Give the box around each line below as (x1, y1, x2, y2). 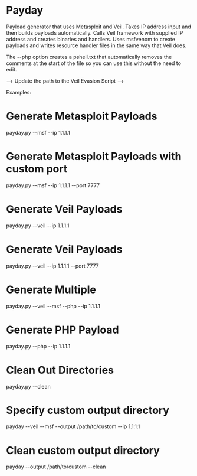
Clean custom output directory (6, 444, 160, 457)
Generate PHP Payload (6, 323, 119, 337)
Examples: (6, 89, 31, 96)
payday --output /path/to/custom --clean (6, 463, 106, 470)
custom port (6, 162, 68, 176)
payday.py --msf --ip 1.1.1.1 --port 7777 (6, 181, 100, 189)
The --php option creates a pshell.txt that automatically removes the (6, 53, 172, 60)
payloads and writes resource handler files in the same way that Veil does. (6, 42, 187, 49)
